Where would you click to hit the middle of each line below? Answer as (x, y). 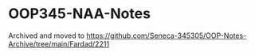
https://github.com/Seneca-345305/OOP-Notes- (167, 35)
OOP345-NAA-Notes (80, 14)
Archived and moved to (47, 35)
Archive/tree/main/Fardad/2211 (59, 43)
